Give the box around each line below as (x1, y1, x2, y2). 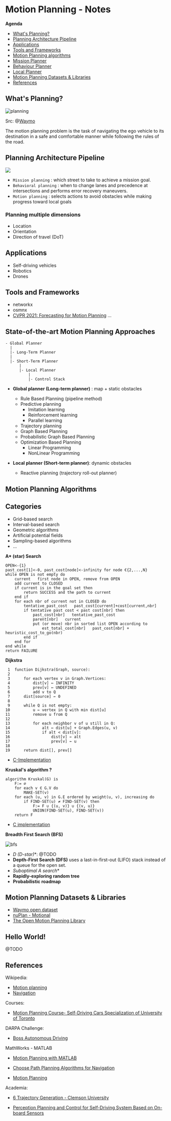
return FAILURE (5, 648, 38, 653)
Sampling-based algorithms (12, 537, 72, 544)
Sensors (26, 1110, 45, 1116)
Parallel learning (28, 418, 62, 424)
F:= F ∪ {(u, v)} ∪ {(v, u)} (32, 803, 95, 808)
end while (5, 643, 27, 649)
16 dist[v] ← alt (5, 734, 81, 739)
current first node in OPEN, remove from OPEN (14, 576, 120, 582)
